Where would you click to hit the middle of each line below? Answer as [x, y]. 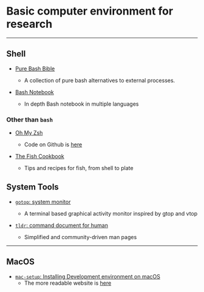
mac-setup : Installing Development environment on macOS [88, 276]
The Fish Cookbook [40, 157]
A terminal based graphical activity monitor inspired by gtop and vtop [111, 213]
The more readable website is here [68, 283]
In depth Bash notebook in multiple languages [81, 104]
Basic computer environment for [90, 11]
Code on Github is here [53, 144]
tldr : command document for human [61, 225]
